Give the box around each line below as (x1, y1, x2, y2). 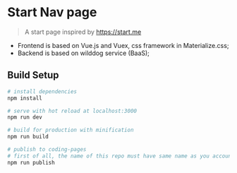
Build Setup (7, 69, 59, 81)
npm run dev (7, 114, 42, 121)
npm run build (7, 133, 49, 141)
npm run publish (7, 159, 55, 166)
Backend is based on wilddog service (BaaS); (17, 49, 150, 57)
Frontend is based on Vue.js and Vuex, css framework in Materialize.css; (17, 41, 229, 49)
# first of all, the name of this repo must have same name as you (7, 153, 210, 160)
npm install (7, 95, 42, 102)
